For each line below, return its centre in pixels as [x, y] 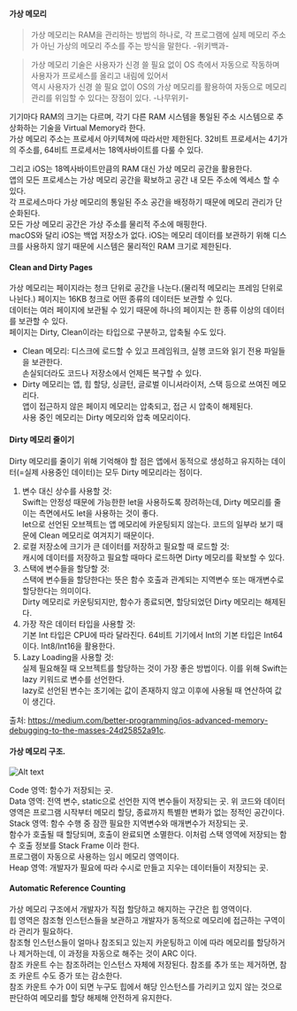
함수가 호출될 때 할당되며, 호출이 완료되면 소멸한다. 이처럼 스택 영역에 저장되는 [144, 834]
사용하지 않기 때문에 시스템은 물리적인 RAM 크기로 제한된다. [128, 246]
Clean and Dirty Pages [51, 267]
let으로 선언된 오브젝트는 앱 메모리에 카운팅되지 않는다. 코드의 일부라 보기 [148, 524]
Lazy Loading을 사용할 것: [68, 657]
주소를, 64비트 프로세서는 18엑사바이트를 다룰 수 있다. [111, 150]
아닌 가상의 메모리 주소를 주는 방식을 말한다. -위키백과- [135, 46]
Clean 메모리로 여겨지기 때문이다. [96, 535]
